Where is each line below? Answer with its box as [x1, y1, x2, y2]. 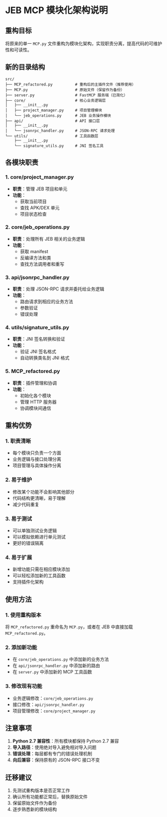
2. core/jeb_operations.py [5, 224, 70, 231]
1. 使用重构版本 [5, 611, 42, 618]
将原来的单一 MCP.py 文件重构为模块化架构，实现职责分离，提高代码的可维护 [5, 41, 162, 46]
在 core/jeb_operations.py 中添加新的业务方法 [12, 656, 109, 662]
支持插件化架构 [12, 579, 44, 585]
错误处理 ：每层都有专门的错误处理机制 [12, 751, 92, 757]
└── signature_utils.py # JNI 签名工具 [14, 143, 104, 148]
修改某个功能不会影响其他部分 [12, 489, 74, 495]
